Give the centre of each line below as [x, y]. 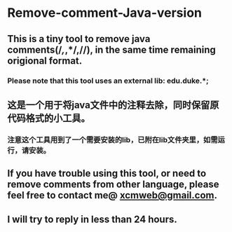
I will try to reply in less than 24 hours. [92, 219]
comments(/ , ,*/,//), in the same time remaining [111, 49]
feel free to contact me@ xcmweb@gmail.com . [112, 195]
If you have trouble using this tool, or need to [107, 173]
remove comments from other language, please [113, 185]
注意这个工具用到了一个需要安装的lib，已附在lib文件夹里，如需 [113, 139]
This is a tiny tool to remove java [79, 39]
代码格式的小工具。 [49, 118]
